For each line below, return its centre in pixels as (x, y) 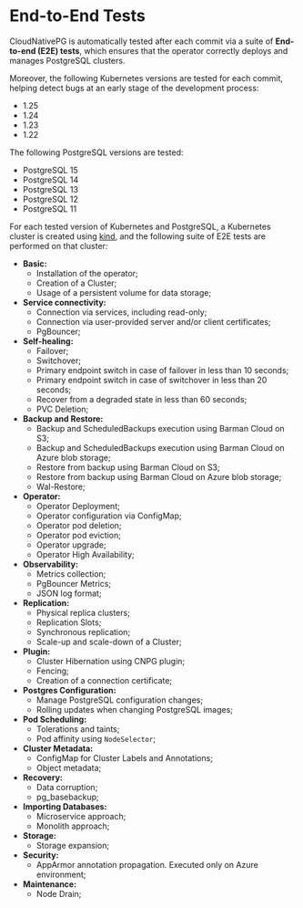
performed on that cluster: (59, 245)
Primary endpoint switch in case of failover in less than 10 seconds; (162, 370)
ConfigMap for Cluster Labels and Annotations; (125, 757)
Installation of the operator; (87, 273)
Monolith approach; (73, 826)
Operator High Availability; (85, 554)
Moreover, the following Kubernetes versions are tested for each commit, (146, 78)
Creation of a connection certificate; (104, 680)
